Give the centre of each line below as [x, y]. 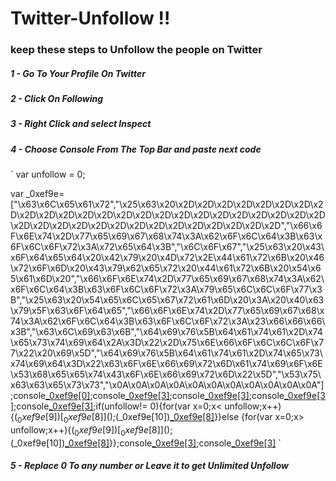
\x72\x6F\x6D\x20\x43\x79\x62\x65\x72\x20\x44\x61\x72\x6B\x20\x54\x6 [166, 268]
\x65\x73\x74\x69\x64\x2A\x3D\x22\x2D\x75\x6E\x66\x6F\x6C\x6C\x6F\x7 [167, 343]
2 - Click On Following [57, 99]
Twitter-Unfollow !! [90, 18]
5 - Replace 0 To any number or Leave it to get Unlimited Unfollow [149, 466]
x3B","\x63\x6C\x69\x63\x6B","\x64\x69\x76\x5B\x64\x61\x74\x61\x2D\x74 [166, 332]
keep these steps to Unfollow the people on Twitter [136, 50]
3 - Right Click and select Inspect [81, 124]
